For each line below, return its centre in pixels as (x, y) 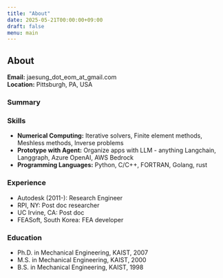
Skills (17, 120)
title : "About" (29, 13)
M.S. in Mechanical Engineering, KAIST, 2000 (82, 259)
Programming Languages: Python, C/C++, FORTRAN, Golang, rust (112, 165)
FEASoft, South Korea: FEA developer (70, 220)
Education (25, 237)
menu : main (23, 33)
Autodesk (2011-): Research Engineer (70, 197)
